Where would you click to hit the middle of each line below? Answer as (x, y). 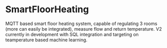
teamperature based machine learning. (47, 40)
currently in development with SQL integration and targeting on (72, 34)
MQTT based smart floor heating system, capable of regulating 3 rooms (81, 23)
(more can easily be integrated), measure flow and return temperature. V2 (83, 29)
